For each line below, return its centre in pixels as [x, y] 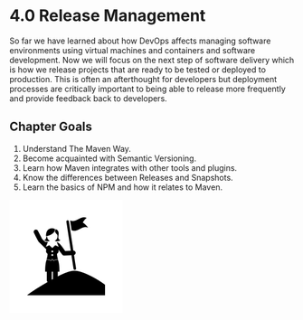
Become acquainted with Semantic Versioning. [109, 158]
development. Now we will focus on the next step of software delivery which [152, 60]
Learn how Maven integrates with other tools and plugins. [130, 167]
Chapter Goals [51, 127]
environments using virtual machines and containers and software [133, 50]
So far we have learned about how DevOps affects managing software [140, 41]
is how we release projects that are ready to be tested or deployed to [138, 70]
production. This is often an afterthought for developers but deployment [143, 79]
